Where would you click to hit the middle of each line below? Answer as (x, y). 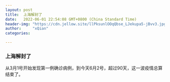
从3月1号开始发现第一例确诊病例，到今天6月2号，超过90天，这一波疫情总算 (84, 68)
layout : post (19, 10)
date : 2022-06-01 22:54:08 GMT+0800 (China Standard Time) (71, 19)
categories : (18, 33)
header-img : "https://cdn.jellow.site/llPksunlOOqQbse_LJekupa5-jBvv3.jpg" (87, 24)
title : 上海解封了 (24, 15)
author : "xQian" (27, 29)
